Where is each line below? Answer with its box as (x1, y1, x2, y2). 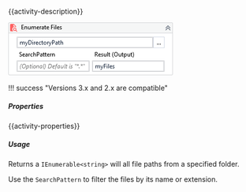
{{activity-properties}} (8, 121, 80, 130)
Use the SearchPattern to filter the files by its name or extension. (8, 174, 218, 184)
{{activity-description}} (8, 7, 84, 16)
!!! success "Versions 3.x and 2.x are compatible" (8, 83, 168, 92)
